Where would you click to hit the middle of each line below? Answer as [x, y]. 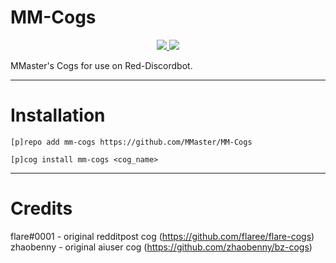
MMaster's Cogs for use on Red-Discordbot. [101, 65]
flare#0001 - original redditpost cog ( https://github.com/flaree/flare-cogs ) [162, 236]
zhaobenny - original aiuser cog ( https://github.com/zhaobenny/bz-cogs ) [161, 247]
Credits [41, 208]
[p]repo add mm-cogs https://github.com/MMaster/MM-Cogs [131, 142]
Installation [58, 115]
